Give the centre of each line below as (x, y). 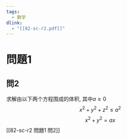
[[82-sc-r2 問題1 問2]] (33, 130)
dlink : (14, 23)
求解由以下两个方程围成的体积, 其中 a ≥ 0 (56, 99)
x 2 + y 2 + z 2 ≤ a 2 (100, 109)
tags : (13, 12)
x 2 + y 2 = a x (100, 119)
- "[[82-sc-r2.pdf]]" (38, 28)
